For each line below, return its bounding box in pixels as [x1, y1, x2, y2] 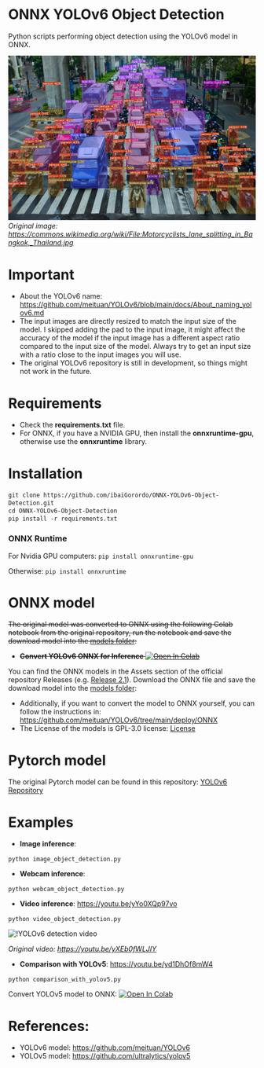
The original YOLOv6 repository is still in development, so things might [19, 358, 247, 368]
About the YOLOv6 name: [19, 292, 103, 301]
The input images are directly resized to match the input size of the [19, 317, 237, 326]
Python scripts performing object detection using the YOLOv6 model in [8, 31, 238, 41]
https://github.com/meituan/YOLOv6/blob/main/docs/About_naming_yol [19, 300, 252, 310]
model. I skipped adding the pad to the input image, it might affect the [19, 325, 246, 335]
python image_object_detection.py [8, 855, 122, 864]
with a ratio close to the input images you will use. [19, 350, 181, 359]
